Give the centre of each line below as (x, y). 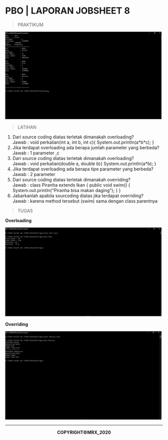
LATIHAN (27, 127)
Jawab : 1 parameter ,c (36, 153)
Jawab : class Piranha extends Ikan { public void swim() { (71, 185)
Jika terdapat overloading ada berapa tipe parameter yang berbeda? (83, 169)
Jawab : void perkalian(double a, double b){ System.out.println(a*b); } (84, 164)
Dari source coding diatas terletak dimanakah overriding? (71, 180)
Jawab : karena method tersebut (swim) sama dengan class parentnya (85, 201)
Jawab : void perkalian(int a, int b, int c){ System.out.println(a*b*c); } (83, 142)
